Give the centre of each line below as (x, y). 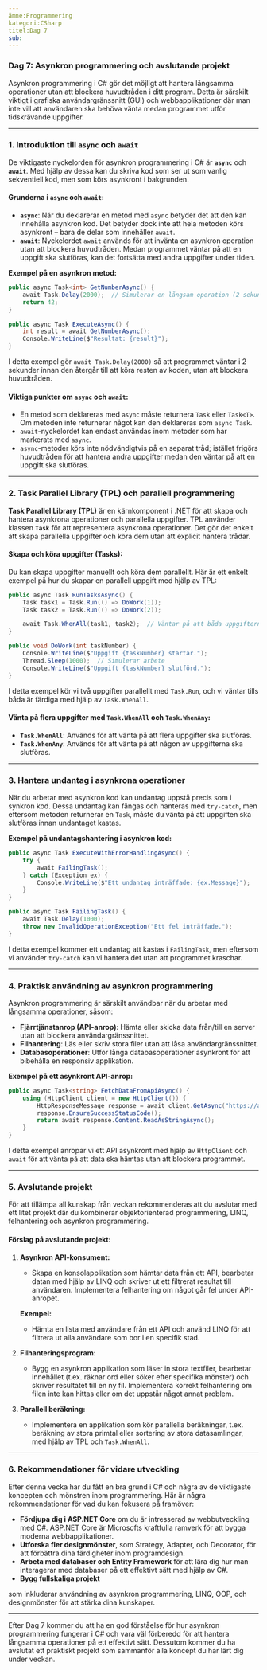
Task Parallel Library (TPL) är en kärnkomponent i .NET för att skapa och (128, 510)
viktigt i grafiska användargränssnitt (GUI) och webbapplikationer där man (129, 100)
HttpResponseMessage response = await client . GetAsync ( (131, 1105)
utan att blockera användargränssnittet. (84, 1035)
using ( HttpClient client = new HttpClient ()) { (104, 1098)
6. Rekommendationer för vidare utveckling (94, 1469)
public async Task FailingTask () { (67, 912)
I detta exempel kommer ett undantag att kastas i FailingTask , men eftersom (133, 949)
